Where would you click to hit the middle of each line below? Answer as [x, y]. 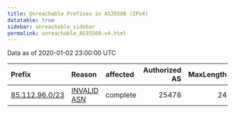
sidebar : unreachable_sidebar [51, 27]
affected [120, 75]
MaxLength [207, 75]
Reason [84, 75]
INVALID [85, 91]
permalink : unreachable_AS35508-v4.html [67, 33]
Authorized [162, 70]
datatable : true [31, 20]
